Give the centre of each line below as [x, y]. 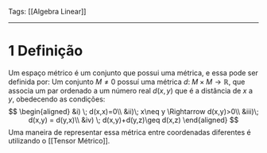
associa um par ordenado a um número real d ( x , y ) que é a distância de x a [130, 90]
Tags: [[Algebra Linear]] [47, 11]
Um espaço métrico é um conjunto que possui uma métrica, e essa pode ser [133, 73]
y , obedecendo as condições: [57, 99]
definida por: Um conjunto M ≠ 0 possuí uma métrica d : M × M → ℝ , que [127, 82]
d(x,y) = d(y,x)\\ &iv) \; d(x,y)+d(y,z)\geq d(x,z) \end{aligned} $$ [133, 120]
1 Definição [46, 51]
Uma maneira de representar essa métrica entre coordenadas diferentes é [130, 132]
